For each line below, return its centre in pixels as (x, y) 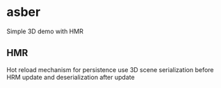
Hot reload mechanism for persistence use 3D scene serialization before (110, 69)
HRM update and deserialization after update (71, 77)
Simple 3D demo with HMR (45, 31)
